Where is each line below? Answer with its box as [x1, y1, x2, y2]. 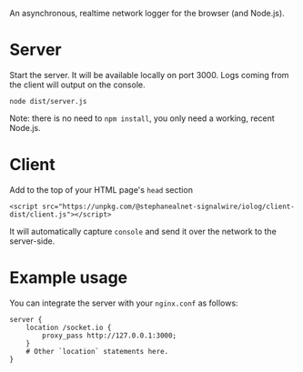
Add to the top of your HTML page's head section [9, 184, 194, 195]
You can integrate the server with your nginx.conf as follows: [9, 297, 238, 308]
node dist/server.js [9, 96, 88, 106]
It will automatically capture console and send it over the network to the [9, 226, 278, 236]
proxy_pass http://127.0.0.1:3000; [42, 331, 177, 340]
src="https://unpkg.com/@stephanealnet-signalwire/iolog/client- [42, 202, 296, 211]
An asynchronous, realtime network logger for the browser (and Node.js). [9, 8, 285, 18]
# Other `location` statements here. [25, 347, 169, 356]
